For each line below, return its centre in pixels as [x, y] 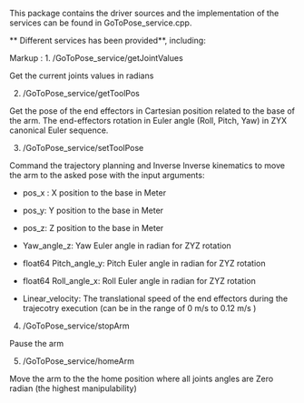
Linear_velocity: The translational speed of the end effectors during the [155, 298]
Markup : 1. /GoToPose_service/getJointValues [96, 58]
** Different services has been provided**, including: [108, 40]
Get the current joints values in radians [82, 76]
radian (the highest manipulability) [74, 388]
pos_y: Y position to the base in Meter [93, 210]
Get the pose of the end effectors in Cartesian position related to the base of [152, 111]
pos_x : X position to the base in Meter [94, 193]
